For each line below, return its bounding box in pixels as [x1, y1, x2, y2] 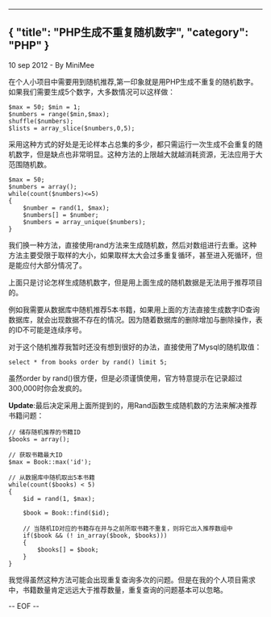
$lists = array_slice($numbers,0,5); [8, 124, 135, 132]
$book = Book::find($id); [23, 509, 110, 517]
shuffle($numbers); [8, 117, 74, 125]
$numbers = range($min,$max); [8, 110, 110, 118]
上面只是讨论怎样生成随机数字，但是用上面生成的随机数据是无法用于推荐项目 [8, 277, 263, 287]
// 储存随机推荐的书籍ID [8, 428, 81, 436]
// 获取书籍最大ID [8, 451, 63, 459]
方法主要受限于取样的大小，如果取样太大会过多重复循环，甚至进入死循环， [8, 250, 256, 260]
